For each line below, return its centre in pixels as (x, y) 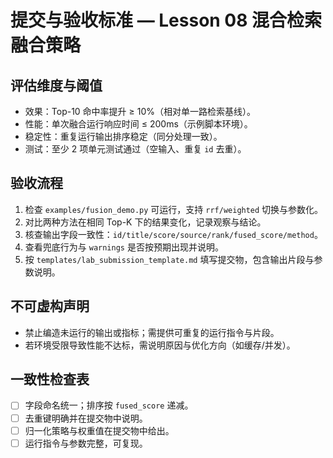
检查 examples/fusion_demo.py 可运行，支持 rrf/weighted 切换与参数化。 (174, 209)
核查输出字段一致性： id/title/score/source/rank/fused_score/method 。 (173, 234)
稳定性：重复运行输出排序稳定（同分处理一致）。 (123, 136)
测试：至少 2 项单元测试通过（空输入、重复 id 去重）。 (135, 149)
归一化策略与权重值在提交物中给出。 (99, 430)
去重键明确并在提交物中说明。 (86, 418)
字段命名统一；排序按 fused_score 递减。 (109, 405)
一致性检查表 (50, 379)
